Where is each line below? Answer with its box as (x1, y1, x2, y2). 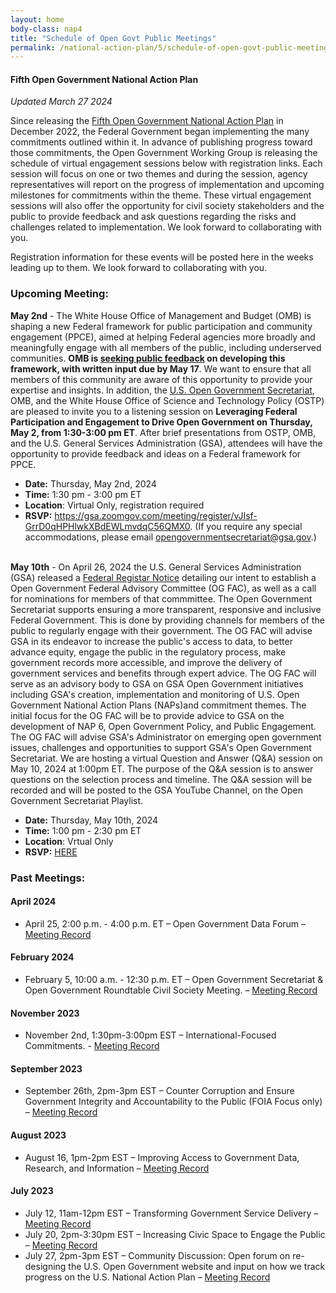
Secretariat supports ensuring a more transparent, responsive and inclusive (10, 603, 322, 615)
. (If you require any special (189, 520, 303, 532)
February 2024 (10, 951, 75, 963)
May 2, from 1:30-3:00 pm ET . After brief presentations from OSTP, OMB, (10, 426, 317, 438)
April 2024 (10, 896, 57, 908)
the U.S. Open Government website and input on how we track (68, 1260, 326, 1272)
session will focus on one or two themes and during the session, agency (10, 168, 308, 180)
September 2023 (10, 1062, 83, 1075)
